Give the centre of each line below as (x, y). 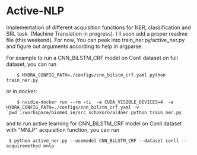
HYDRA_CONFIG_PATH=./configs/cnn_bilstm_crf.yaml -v (73, 107)
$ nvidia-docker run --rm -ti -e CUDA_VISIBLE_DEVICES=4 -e (95, 102)
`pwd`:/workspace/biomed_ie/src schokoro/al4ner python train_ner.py (94, 112)
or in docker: (22, 91)
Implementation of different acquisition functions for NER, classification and (99, 27)
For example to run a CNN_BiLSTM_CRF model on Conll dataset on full (92, 58)
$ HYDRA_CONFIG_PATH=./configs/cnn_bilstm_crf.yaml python (91, 75)
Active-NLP (35, 11)
